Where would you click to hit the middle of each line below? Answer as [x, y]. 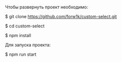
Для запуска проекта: [28, 45]
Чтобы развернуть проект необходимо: [47, 7]
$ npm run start [21, 54]
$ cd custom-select [25, 26]
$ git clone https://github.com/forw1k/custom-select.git [61, 16]
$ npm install [18, 35]
